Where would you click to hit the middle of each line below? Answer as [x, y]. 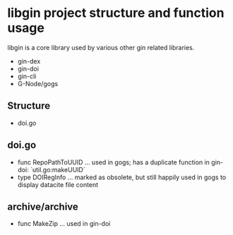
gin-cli [27, 76]
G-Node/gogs [38, 83]
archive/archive [43, 206]
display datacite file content [58, 184]
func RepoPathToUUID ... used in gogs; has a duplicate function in [114, 162]
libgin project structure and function [116, 13]
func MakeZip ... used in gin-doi [64, 224]
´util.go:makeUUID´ [58, 169]
